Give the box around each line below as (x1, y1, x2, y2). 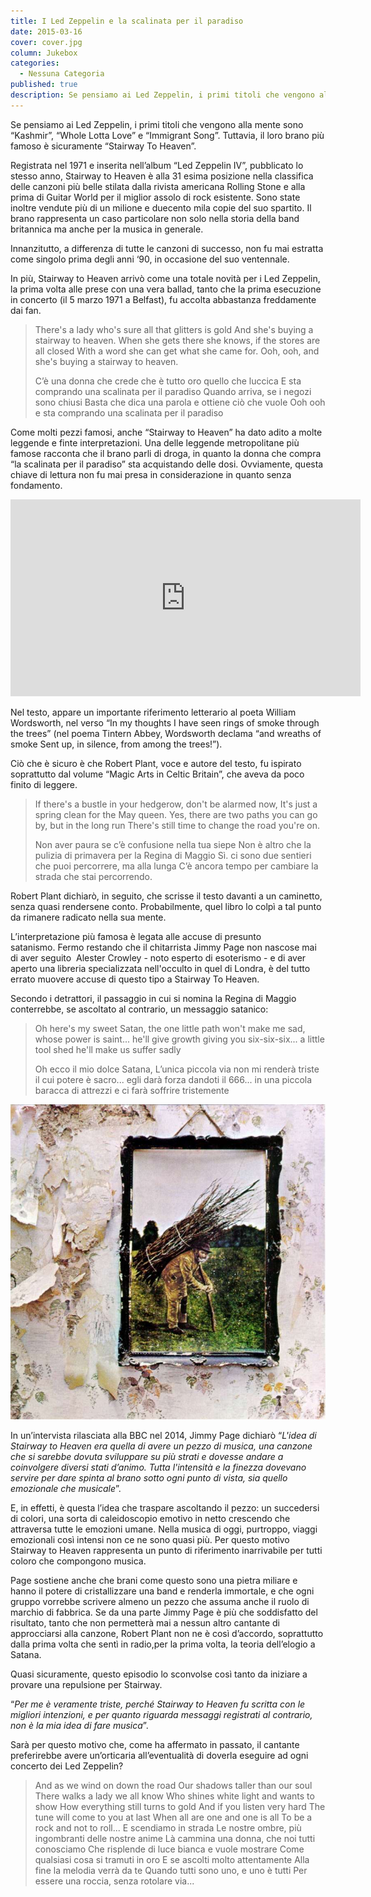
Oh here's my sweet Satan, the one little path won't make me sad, (34, 1022, 306, 1034)
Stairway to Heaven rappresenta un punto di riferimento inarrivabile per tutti (10, 1544, 323, 1556)
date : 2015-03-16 (10, 26, 83, 37)
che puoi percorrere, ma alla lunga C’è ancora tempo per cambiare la (34, 860, 319, 872)
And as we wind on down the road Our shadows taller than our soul (34, 1779, 313, 1791)
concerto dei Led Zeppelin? (10, 1760, 124, 1772)
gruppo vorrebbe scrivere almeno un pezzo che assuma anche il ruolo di (10, 1595, 310, 1607)
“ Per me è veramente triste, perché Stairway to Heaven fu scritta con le (10, 1698, 306, 1710)
